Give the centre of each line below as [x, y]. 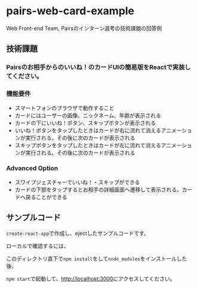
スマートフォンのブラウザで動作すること [64, 108]
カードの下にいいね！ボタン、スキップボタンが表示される [85, 123]
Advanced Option [32, 168]
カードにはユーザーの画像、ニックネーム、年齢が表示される [88, 115]
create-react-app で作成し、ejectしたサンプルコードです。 [78, 233]
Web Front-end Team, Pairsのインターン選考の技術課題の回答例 [84, 28]
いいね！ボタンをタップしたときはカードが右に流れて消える [88, 130]
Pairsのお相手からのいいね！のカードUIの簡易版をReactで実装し [98, 67]
